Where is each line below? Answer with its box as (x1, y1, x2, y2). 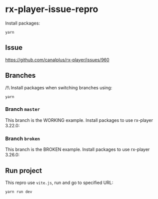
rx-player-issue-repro (5, 4, 98, 15)
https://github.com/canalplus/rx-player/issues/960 (5, 57, 109, 63)
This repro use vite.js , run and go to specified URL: (5, 179, 113, 185)
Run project (5, 166, 42, 175)
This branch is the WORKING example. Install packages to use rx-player (5, 117, 153, 123)
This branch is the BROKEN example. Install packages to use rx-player (5, 146, 150, 152)
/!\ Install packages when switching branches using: (5, 84, 112, 91)
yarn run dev (5, 189, 32, 194)
